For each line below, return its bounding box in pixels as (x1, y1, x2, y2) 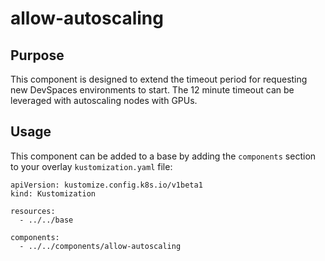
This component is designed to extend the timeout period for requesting (10, 73, 308, 85)
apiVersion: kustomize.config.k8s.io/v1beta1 (10, 180, 203, 190)
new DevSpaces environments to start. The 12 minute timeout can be (10, 84, 295, 96)
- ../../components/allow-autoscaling (19, 241, 182, 251)
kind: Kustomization (10, 188, 97, 199)
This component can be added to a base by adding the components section (10, 150, 317, 162)
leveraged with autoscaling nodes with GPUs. (10, 95, 198, 106)
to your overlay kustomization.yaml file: (10, 160, 173, 172)
